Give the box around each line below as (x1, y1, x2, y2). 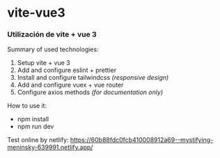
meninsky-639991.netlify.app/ (7, 143, 93, 152)
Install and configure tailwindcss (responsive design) (17, 73, 169, 82)
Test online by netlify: (7, 136, 69, 144)
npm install (17, 115, 49, 123)
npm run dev (17, 123, 54, 131)
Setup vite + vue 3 (17, 59, 71, 67)
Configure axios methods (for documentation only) (17, 88, 164, 96)
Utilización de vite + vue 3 (7, 30, 97, 39)
